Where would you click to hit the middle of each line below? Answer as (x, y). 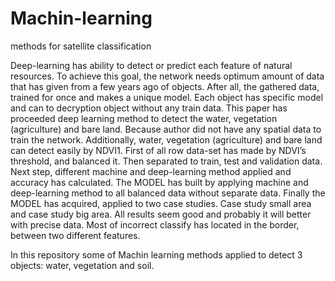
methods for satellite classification (81, 46)
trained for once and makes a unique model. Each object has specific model (167, 97)
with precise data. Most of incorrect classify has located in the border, (155, 224)
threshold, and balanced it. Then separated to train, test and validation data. (166, 161)
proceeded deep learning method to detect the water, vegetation (144, 118)
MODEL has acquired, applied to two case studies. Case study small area (161, 203)
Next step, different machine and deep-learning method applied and (151, 171)
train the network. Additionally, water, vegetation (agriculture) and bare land (166, 139)
